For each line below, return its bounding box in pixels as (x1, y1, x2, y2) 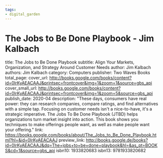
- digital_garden (5, 12, 40, 17)
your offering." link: (5, 127, 44, 133)
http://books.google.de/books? (86, 137, 148, 143)
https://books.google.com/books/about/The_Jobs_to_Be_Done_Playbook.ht (5, 132, 157, 138)
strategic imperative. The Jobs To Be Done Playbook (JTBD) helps (5, 111, 138, 117)
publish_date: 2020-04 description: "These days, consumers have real (5, 96, 147, 102)
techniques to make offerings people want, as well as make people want (5, 122, 150, 128)
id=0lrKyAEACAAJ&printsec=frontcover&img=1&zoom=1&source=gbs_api (5, 80, 152, 86)
